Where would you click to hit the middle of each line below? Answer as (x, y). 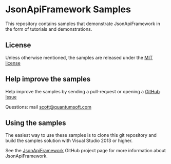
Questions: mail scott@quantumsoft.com (48, 107)
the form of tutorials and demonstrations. (49, 29)
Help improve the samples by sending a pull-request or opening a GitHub (83, 91)
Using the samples (36, 123)
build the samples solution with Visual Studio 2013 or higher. (69, 141)
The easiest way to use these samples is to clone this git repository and (81, 135)
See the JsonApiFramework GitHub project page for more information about (85, 151)
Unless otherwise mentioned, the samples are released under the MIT (79, 57)
